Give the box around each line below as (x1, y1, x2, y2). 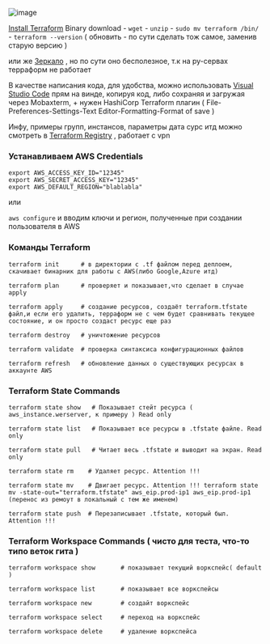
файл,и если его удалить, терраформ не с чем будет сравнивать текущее (8, 310, 255, 318)
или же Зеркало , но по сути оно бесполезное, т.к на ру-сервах (8, 57, 229, 66)
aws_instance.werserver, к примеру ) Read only (8, 410, 172, 418)
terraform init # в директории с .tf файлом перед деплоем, (8, 260, 233, 269)
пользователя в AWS (8, 222, 81, 231)
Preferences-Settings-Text (8, 106, 97, 116)
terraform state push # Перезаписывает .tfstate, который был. (8, 510, 230, 518)
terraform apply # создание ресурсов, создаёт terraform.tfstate (8, 303, 248, 311)
